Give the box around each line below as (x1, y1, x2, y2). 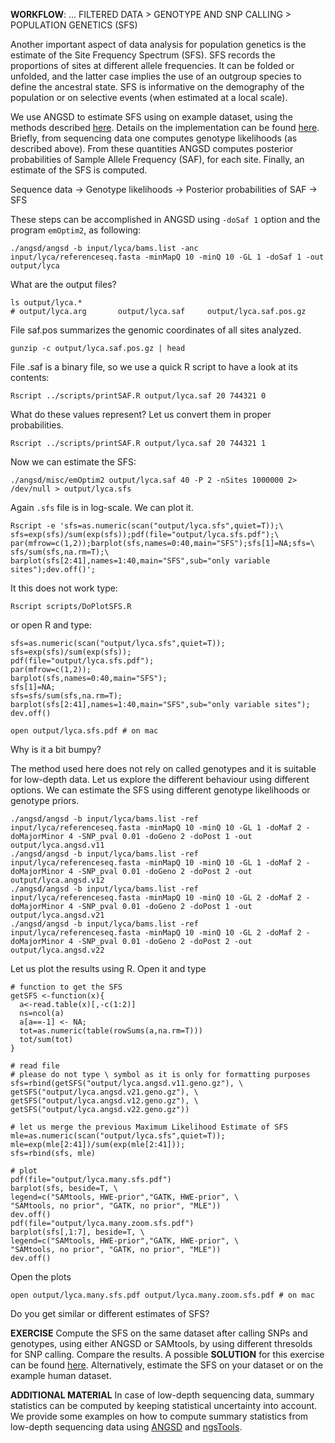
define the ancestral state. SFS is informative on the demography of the (10, 81, 305, 93)
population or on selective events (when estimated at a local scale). (10, 92, 288, 103)
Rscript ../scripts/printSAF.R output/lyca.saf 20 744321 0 (10, 391, 267, 401)
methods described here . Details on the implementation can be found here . (10, 122, 320, 133)
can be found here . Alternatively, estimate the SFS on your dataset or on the (10, 1359, 324, 1371)
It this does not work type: (10, 582, 118, 594)
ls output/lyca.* (10, 298, 83, 308)
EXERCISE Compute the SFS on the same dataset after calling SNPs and (10, 1327, 308, 1339)
